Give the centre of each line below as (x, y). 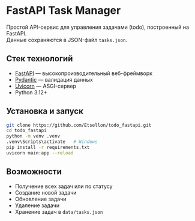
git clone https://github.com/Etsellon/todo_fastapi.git (79, 125)
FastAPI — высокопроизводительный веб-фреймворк (84, 73)
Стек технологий (40, 59)
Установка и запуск (45, 111)
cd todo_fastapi (26, 131)
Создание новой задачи (46, 192)
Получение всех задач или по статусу (64, 186)
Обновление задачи (40, 199)
